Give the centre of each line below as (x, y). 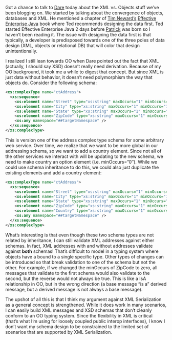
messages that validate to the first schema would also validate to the (78, 273)
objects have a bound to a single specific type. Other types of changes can (84, 256)
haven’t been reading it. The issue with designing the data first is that (78, 35)
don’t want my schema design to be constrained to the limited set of (77, 326)
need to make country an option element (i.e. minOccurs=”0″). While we (81, 162)
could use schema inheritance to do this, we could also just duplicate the (82, 167)
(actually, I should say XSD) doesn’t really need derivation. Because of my (83, 66)
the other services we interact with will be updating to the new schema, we (84, 156)
